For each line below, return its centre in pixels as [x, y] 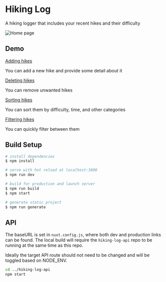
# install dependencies [30, 156]
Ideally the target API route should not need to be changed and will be [77, 255]
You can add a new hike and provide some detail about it [64, 70]
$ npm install [20, 161]
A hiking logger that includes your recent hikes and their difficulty [73, 23]
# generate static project [33, 202]
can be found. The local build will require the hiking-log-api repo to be [79, 240]
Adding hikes [19, 61]
